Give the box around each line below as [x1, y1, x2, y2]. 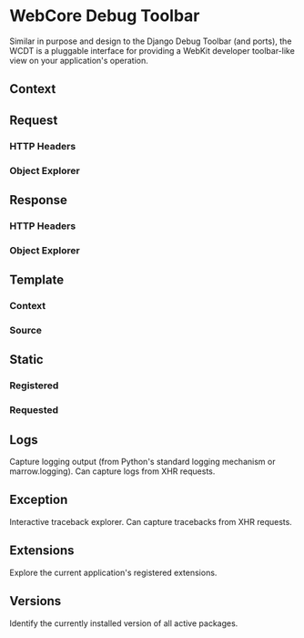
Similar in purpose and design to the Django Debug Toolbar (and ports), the [9, 36, 292, 46]
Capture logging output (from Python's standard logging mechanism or [9, 457, 276, 468]
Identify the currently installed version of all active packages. [9, 617, 238, 629]
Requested [9, 404, 59, 417]
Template [9, 273, 65, 288]
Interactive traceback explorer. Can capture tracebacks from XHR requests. [9, 516, 293, 527]
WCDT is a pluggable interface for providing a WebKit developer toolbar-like [9, 45, 296, 56]
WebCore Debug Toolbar [9, 5, 200, 26]
